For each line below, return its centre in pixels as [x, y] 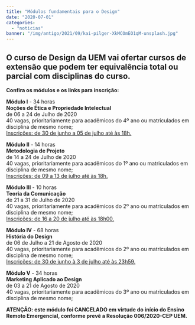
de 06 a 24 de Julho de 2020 [42, 114]
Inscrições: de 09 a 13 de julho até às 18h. [57, 175]
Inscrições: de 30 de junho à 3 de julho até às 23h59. [71, 261]
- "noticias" [27, 28]
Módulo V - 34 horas [32, 273]
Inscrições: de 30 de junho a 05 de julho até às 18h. [69, 133]
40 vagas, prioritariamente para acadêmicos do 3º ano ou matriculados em [97, 292]
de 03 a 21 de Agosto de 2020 [43, 285]
